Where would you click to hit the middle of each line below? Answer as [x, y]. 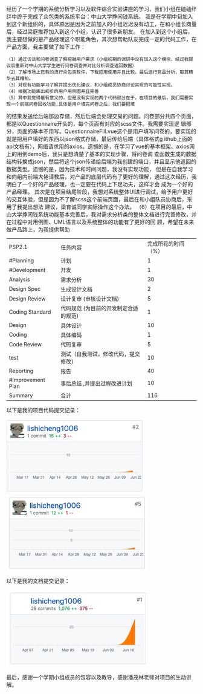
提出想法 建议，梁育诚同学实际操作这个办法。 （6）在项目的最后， [105, 207]
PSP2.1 [18, 247]
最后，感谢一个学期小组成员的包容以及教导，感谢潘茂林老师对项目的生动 [96, 677]
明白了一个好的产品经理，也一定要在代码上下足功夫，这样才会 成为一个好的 [100, 184]
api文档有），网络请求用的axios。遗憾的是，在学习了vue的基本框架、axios [98, 146]
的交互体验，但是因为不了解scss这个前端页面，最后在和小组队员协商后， [97, 199]
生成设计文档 [76, 289]
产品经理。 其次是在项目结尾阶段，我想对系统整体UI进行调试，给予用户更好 [100, 192]
